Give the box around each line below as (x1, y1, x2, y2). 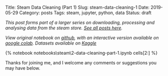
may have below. (5, 65, 40, 71)
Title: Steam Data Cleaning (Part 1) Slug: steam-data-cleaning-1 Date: (5, 5, 150, 10)
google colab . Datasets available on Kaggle (5, 40, 97, 46)
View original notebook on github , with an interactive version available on (5, 35, 159, 41)
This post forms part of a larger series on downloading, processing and (5, 20, 155, 25)
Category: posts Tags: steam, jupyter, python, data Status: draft (19, 10, 152, 16)
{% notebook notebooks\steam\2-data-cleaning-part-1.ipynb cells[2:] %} (5, 50, 158, 56)
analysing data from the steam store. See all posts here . (5, 25, 123, 31)
